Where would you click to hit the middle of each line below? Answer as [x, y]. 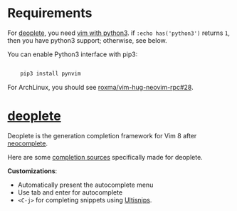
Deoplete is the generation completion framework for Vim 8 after [102, 135]
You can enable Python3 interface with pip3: [73, 54]
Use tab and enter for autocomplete [70, 192]
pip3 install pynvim [51, 73]
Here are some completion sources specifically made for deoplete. [105, 157]
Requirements [50, 13]
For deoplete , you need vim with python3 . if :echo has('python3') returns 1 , [118, 33]
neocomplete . [28, 143]
